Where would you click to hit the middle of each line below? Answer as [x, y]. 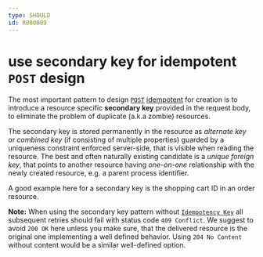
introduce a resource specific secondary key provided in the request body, [130, 108]
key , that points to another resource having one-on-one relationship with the [131, 165]
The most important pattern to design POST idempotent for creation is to [123, 100]
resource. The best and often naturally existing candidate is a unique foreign [131, 157]
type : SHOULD [29, 15]
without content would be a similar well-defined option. [97, 245]
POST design [47, 78]
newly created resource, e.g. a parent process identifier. [99, 173]
